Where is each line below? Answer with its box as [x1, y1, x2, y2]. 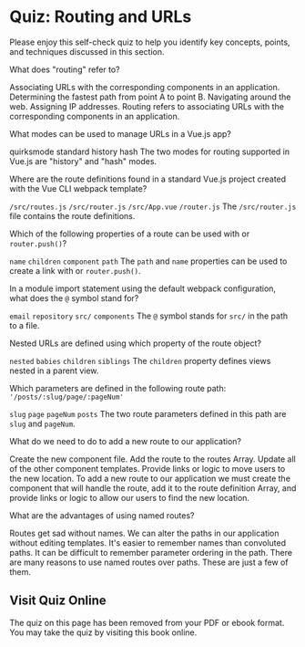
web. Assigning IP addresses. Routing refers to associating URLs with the [9, 100, 285, 111]
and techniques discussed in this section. [9, 46, 166, 57]
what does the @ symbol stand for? [9, 292, 139, 303]
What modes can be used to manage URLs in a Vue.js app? [9, 128, 232, 139]
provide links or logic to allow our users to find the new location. [9, 492, 250, 503]
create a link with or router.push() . [9, 265, 141, 276]
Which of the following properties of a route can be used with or [9, 228, 250, 239]
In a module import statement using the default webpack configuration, [9, 283, 276, 294]
